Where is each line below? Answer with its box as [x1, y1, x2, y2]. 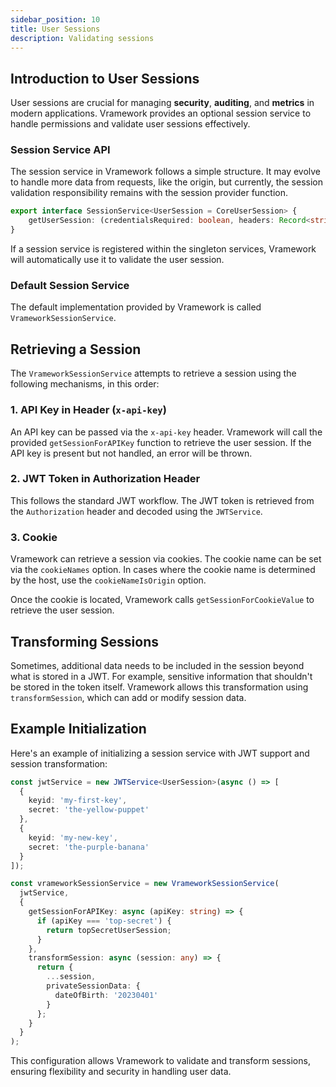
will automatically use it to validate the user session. [10, 254, 225, 266]
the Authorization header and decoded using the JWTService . [10, 505, 263, 517]
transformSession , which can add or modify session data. [10, 691, 247, 703]
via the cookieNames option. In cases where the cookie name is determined [10, 564, 316, 576]
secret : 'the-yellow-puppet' [28, 805, 150, 815]
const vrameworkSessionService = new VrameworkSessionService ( [10, 879, 280, 889]
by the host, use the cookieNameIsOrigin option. [10, 574, 207, 586]
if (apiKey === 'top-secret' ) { [36, 916, 172, 926]
